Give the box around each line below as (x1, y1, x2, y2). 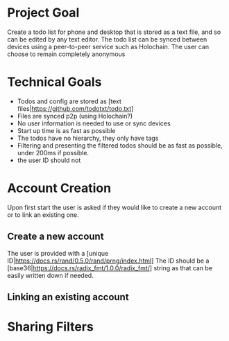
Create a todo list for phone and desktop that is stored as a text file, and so (7, 28, 221, 36)
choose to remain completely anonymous (7, 50, 126, 58)
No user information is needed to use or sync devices (17, 119, 171, 128)
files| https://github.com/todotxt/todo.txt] (17, 104, 134, 112)
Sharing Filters (7, 319, 94, 335)
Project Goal (7, 5, 80, 21)
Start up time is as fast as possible (17, 126, 116, 134)
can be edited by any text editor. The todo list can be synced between (7, 35, 207, 43)
